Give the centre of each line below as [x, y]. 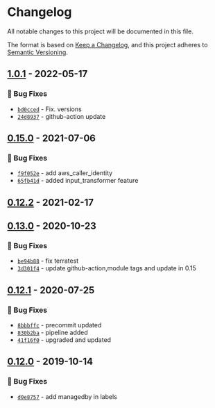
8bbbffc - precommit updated [59, 325]
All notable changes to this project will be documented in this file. [101, 31]
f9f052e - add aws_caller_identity [65, 173]
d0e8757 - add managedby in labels [67, 396]
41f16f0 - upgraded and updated [64, 340]
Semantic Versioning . [37, 52]
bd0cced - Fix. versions [49, 109]
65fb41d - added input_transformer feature [78, 181]
